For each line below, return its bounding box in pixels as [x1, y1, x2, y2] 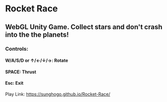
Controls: [5, 45, 28, 52]
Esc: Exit [5, 80, 24, 86]
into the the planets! [5, 30, 69, 39]
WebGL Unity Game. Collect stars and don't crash [5, 23, 163, 31]
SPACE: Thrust [5, 69, 36, 75]
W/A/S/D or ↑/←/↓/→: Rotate [5, 57, 68, 63]
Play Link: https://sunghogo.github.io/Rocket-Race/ [5, 91, 111, 97]
